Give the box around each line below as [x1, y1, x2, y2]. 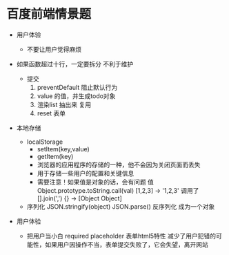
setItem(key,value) [37, 144, 90, 153]
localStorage [26, 138, 63, 146]
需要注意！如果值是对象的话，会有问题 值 [37, 178, 155, 186]
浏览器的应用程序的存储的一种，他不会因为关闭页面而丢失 [37, 160, 201, 169]
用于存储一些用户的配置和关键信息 [37, 169, 135, 177]
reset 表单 [37, 108, 66, 117]
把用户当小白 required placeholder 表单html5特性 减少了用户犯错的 [26, 232, 217, 240]
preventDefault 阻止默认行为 [37, 83, 118, 91]
